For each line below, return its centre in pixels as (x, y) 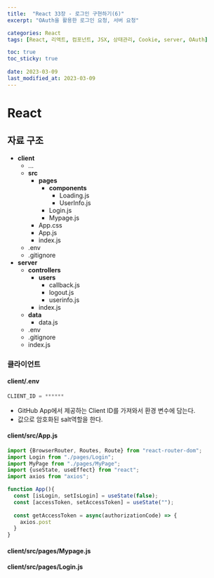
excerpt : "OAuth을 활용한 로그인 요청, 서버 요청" (73, 20)
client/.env (24, 381)
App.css (51, 225)
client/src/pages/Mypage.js (49, 551)
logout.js (61, 292)
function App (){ (31, 490)
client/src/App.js (33, 435)
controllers (44, 270)
